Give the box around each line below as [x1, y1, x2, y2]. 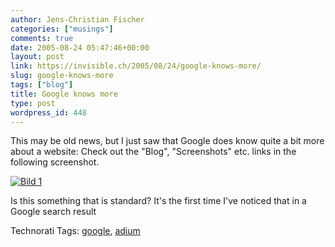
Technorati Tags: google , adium [10, 225, 141, 237]
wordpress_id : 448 [10, 107, 87, 118]
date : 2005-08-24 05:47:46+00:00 [10, 42, 150, 53]
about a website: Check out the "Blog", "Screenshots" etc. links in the [10, 146, 297, 158]
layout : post [10, 52, 65, 62]
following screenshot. [10, 156, 100, 168]
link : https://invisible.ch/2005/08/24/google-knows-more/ [10, 61, 262, 71]
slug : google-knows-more [10, 71, 114, 81]
